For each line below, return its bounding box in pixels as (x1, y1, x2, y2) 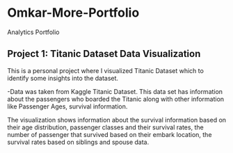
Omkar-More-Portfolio (7, 5, 140, 21)
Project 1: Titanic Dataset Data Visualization (7, 48, 201, 60)
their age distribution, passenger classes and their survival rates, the (7, 123, 204, 131)
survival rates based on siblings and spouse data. (7, 138, 150, 146)
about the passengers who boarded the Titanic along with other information (7, 95, 225, 103)
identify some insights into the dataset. (7, 74, 119, 82)
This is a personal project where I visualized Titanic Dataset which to (7, 66, 204, 74)
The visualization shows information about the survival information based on (7, 115, 227, 124)
